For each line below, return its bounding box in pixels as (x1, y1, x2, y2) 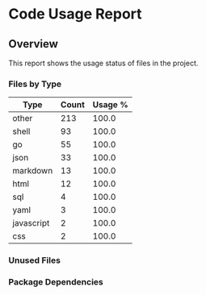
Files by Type (8, 78, 62, 89)
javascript (12, 218, 50, 229)
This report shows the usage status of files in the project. (8, 58, 199, 68)
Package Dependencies (8, 276, 103, 288)
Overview (8, 37, 59, 51)
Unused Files (8, 255, 61, 266)
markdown (12, 165, 53, 177)
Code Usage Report (8, 5, 143, 23)
